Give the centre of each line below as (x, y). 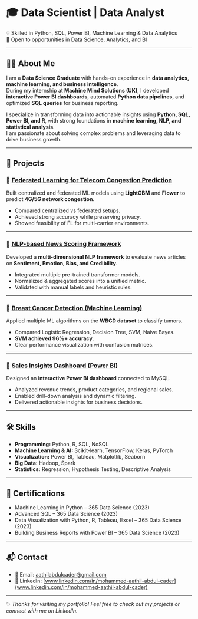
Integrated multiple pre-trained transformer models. (77, 274)
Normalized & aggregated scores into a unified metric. (80, 281)
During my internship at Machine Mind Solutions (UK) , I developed (88, 90)
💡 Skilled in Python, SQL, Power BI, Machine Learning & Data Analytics (92, 33)
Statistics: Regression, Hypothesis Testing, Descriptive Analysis (93, 469)
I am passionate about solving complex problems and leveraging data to (93, 133)
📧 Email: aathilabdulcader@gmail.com (60, 574)
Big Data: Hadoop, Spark (45, 463)
